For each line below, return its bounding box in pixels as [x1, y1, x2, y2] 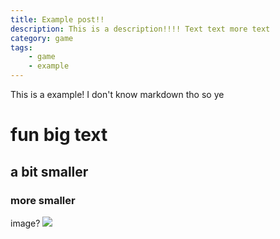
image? [10, 217, 41, 229]
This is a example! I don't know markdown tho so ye [10, 89, 225, 100]
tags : [10, 42, 33, 53]
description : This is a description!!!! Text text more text [10, 24, 271, 34]
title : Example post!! [10, 14, 105, 25]
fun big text [10, 124, 108, 146]
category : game [10, 33, 74, 43]
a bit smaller [10, 163, 89, 180]
